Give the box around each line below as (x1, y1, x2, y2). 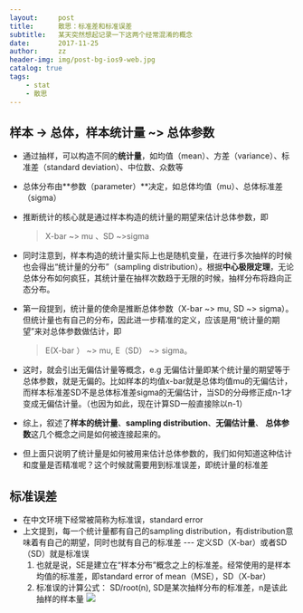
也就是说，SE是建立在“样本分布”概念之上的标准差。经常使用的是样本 (35, 560, 291, 570)
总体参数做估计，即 (49, 326, 122, 337)
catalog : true (9, 64, 63, 73)
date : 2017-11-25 (9, 38, 99, 48)
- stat (25, 81, 51, 90)
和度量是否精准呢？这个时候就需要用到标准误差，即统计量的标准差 (22, 459, 269, 471)
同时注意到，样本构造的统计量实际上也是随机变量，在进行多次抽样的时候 (22, 250, 292, 261)
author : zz (9, 47, 67, 56)
